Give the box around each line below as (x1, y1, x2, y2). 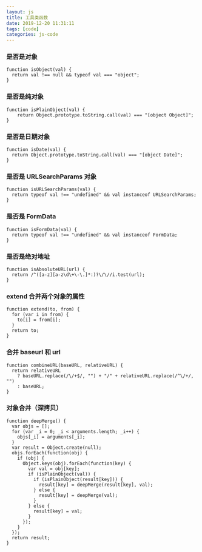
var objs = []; (12, 423, 50, 429)
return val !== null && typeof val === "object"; (12, 72, 140, 78)
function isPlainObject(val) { (6, 107, 86, 113)
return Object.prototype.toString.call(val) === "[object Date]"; (12, 152, 183, 158)
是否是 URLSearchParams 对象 (6, 172, 97, 181)
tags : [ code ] (6, 25, 39, 32)
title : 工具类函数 (6, 15, 49, 21)
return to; (12, 328, 39, 334)
